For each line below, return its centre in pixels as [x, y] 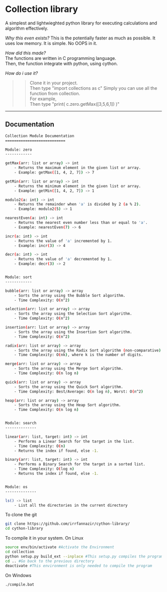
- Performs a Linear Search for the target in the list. [74, 441]
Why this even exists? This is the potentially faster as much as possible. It [80, 38]
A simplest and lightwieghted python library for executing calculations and [81, 23]
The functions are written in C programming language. [61, 58]
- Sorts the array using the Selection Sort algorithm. [73, 314]
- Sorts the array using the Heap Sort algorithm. [68, 405]
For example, [43, 99]
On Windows [18, 575]
